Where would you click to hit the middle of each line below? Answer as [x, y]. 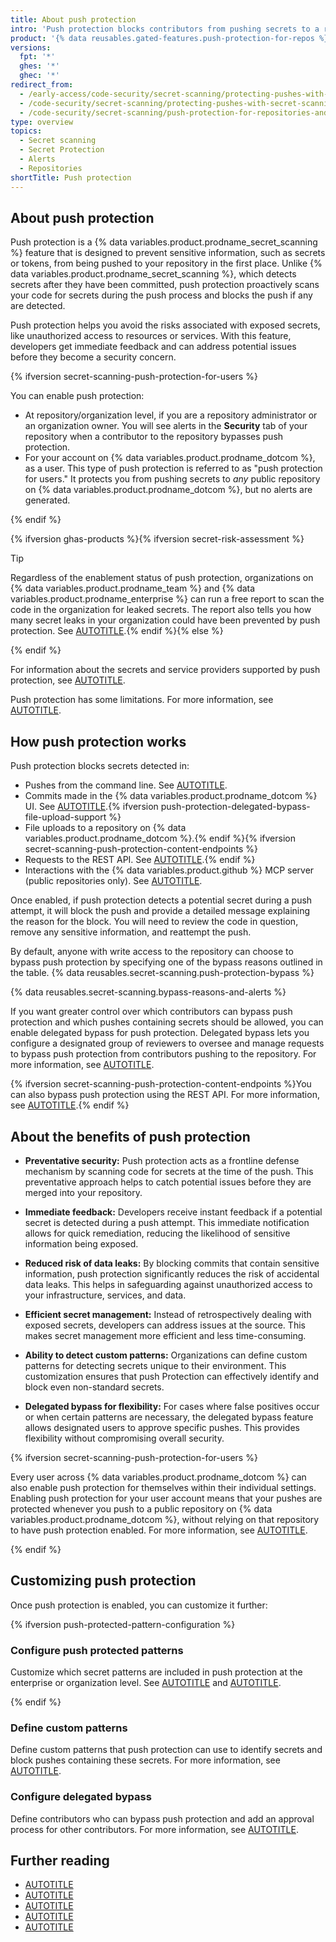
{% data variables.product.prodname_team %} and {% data [133, 588]
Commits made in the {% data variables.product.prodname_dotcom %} [171, 796]
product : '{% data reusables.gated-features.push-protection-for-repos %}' [171, 38]
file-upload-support [65, 817]
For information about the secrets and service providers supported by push [165, 670]
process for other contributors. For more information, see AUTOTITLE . [154, 1829]
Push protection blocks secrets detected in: [100, 766]
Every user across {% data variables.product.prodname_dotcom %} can [158, 1477]
